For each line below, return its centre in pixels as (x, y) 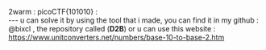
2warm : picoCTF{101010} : (53, 12)
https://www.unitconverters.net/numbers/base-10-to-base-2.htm (116, 37)
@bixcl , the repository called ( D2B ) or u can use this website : (112, 29)
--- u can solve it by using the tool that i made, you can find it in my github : (134, 20)
